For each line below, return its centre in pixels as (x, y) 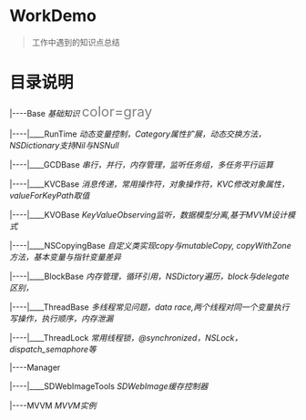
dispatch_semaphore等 (53, 349)
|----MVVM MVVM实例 (53, 405)
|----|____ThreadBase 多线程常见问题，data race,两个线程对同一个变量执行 (149, 307)
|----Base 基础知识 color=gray (81, 111)
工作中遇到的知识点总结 (76, 42)
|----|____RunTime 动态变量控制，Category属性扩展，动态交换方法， (138, 134)
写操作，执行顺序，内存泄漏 (61, 318)
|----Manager (35, 367)
